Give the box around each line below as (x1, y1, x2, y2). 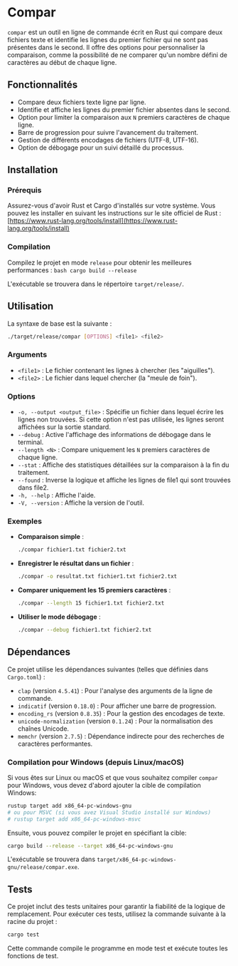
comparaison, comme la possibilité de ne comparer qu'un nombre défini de (7, 51, 227, 59)
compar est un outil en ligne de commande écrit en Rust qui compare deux (7, 28, 223, 36)
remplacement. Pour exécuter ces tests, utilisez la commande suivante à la (7, 910, 226, 918)
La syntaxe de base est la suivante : (7, 319, 112, 328)
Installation (7, 164, 58, 176)
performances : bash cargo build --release (7, 265, 137, 274)
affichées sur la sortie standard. (17, 423, 112, 431)
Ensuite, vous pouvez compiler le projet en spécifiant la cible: (7, 828, 187, 837)
